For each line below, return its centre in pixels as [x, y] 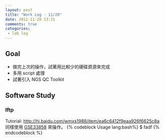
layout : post [19, 10]
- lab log [18, 33]
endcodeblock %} [24, 132]
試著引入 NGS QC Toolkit [38, 79]
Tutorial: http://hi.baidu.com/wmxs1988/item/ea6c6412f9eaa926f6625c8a [82, 121]
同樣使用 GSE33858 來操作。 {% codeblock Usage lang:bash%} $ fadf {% [82, 127]
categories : [18, 29]
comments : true [21, 24]
